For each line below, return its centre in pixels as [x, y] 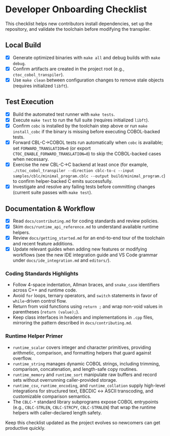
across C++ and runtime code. [45, 290]
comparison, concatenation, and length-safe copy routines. [75, 369]
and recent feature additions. [43, 244]
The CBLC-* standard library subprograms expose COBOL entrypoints [86, 402]
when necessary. [31, 159]
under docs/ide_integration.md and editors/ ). [62, 260]
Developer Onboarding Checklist [76, 9]
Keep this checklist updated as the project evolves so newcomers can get [83, 422]
